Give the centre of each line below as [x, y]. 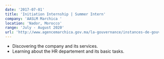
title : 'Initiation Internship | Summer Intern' [55, 14]
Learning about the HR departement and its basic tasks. [68, 51]
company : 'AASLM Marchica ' [34, 19]
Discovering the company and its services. [55, 46]
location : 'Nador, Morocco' [34, 23]
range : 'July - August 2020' [35, 28]
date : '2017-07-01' [25, 10]
